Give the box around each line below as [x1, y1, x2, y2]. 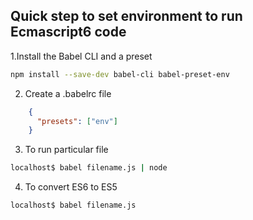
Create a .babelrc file [24, 87, 112, 99]
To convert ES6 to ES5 [24, 181, 118, 193]
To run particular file [24, 144, 109, 156]
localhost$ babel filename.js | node [10, 163, 168, 173]
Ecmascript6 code [10, 24, 127, 41]
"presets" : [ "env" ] [36, 116, 118, 126]
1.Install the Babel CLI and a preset [10, 50, 153, 62]
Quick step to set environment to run [10, 8, 243, 25]
